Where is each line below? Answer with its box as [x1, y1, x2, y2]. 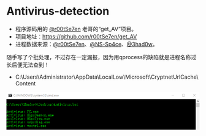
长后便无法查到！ [6, 61, 50, 68]
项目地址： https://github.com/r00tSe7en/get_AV [15, 32, 137, 40]
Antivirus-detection [6, 4, 110, 18]
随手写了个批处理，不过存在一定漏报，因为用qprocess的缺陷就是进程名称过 [6, 53, 197, 60]
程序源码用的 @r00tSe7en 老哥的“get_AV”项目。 [15, 25, 137, 32]
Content [15, 79, 36, 87]
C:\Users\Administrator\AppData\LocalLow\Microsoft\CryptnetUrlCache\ [15, 73, 199, 81]
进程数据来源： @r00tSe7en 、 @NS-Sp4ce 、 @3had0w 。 [15, 40, 158, 48]
